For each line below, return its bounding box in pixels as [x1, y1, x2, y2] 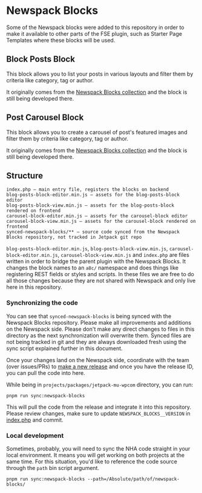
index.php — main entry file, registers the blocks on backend [6, 187, 169, 193]
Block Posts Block [6, 54, 76, 64]
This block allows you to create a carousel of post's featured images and [6, 128, 187, 136]
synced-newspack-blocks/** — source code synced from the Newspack [6, 229, 180, 235]
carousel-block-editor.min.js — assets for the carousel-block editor [6, 213, 188, 219]
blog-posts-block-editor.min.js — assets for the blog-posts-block [6, 192, 180, 198]
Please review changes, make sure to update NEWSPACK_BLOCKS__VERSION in [6, 409, 191, 417]
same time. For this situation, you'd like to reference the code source [6, 458, 177, 465]
